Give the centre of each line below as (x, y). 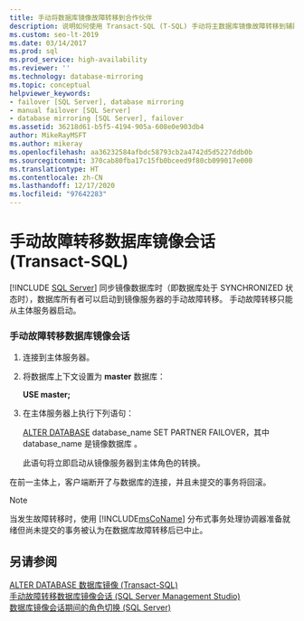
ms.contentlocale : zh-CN (56, 177)
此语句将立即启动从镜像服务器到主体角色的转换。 (114, 463)
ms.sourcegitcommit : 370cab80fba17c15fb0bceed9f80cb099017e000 (131, 160)
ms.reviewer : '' (40, 69)
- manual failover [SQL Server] (70, 110)
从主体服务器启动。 (45, 310)
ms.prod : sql (34, 52)
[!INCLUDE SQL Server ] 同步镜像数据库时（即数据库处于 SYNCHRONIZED (146, 287)
